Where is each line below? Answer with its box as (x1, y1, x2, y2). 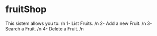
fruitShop (5, 4, 47, 15)
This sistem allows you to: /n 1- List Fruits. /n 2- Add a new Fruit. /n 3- (5, 20, 152, 26)
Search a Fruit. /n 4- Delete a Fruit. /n (5, 25, 84, 31)
